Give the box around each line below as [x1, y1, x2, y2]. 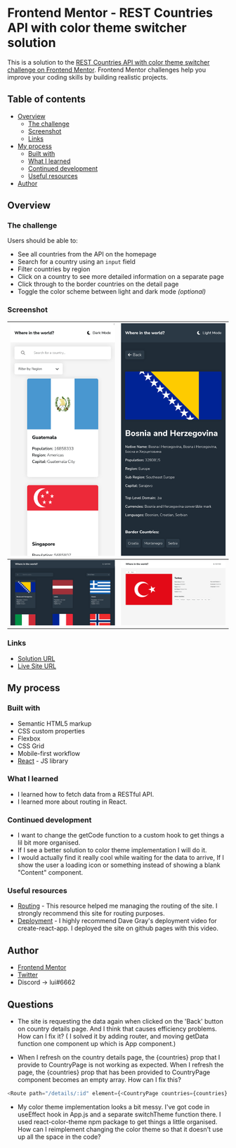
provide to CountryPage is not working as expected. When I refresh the [17, 1061, 224, 1069]
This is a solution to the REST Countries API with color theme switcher [7, 58, 210, 66]
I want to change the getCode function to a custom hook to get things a [17, 831, 225, 840]
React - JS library [17, 757, 69, 765]
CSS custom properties [17, 726, 86, 735]
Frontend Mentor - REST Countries [7, 5, 214, 21]
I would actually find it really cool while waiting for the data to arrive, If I [17, 854, 225, 862]
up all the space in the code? [17, 1133, 102, 1141]
